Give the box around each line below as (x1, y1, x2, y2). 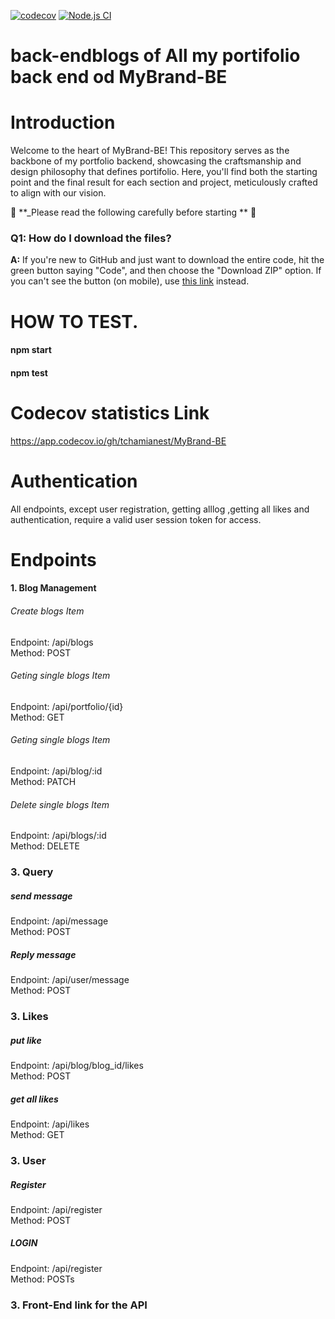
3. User (10, 1153, 47, 1167)
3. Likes (10, 1010, 49, 1024)
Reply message (10, 948, 77, 960)
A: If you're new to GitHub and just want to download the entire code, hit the (10, 254, 325, 266)
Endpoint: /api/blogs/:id (10, 830, 107, 842)
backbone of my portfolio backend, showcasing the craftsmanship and (10, 155, 302, 167)
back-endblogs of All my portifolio (10, 45, 301, 67)
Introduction (10, 111, 116, 134)
